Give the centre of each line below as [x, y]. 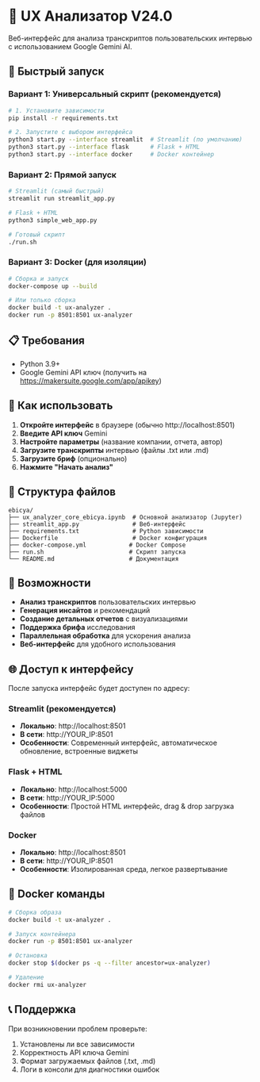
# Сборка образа [35, 912]
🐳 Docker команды [57, 894]
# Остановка [28, 956]
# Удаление [26, 978]
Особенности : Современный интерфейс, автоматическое [119, 743]
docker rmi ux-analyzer [48, 984]
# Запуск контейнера [42, 934]
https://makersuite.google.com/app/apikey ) [91, 381]
